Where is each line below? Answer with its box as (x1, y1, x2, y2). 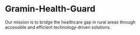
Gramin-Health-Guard (5, 3, 96, 14)
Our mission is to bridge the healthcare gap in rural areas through (5, 19, 136, 25)
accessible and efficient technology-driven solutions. (5, 24, 111, 30)
